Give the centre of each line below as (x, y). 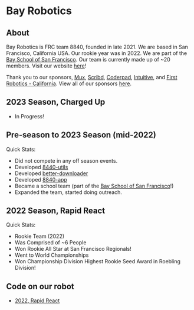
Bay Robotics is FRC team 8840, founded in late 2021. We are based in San (97, 47)
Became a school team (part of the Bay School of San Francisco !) (94, 186)
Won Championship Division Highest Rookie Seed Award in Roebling (98, 261)
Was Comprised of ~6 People (50, 243)
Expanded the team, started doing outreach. (68, 192)
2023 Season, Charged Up (56, 102)
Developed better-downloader (51, 173)
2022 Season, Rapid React (56, 211)
